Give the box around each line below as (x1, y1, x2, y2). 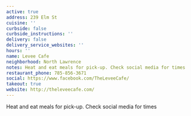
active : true (6, 8, 39, 15)
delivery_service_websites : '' (6, 42, 84, 48)
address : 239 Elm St (6, 14, 58, 20)
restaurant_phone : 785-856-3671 (6, 70, 87, 76)
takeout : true (6, 81, 42, 87)
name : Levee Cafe (6, 53, 50, 59)
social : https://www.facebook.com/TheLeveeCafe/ (6, 75, 130, 81)
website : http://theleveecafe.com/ (6, 87, 95, 93)
